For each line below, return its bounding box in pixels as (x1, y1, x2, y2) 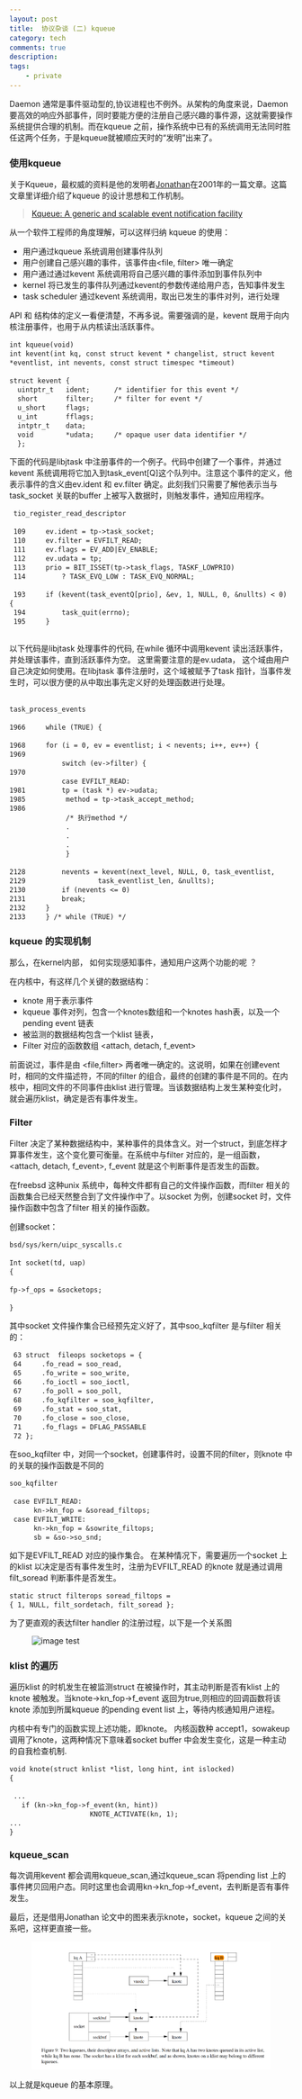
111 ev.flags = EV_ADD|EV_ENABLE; (13, 545, 159, 554)
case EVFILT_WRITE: (13, 1515, 87, 1524)
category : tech (9, 33, 67, 42)
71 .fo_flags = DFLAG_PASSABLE (13, 1422, 147, 1431)
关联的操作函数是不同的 (16, 1459, 104, 1471)
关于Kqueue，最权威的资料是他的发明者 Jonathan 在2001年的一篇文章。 (9, 179, 271, 190)
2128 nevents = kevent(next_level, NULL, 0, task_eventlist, (9, 868, 276, 877)
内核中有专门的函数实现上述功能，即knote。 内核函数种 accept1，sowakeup (9, 1724, 290, 1734)
